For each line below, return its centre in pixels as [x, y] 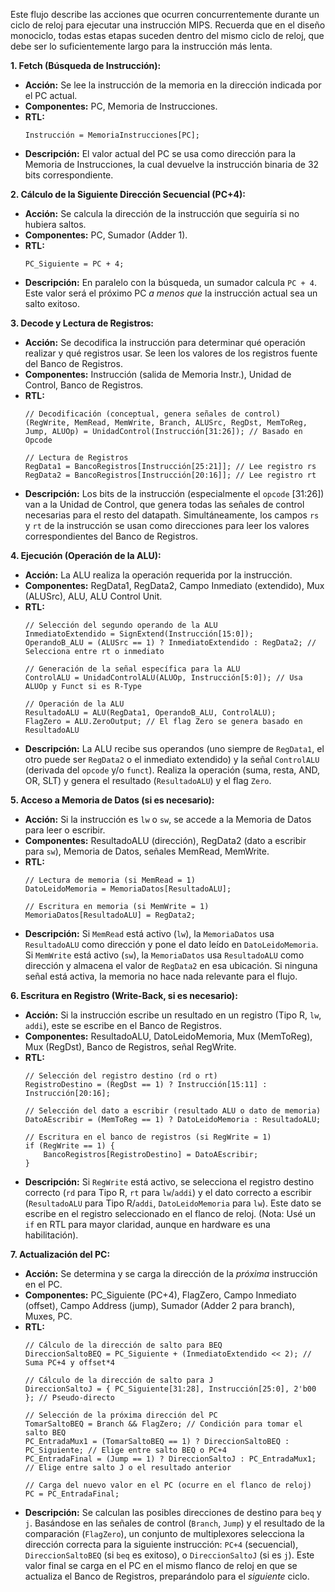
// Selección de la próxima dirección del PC [121, 1415]
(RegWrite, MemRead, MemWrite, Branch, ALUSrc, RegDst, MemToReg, [166, 423]
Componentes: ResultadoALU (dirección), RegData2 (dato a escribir [165, 840]
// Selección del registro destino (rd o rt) [121, 1076]
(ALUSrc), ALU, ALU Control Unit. [93, 596]
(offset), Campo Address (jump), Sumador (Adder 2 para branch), [160, 1305]
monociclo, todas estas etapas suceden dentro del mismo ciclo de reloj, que [167, 35]
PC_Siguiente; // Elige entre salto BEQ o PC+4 [125, 1450]
